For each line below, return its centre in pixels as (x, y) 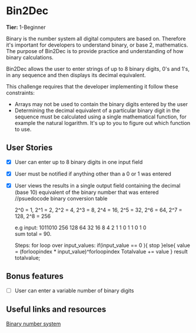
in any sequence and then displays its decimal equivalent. (76, 75)
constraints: (21, 93)
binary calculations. (30, 57)
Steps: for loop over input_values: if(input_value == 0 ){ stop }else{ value (102, 245)
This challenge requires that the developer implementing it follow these (92, 86)
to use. (23, 129)
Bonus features (35, 276)
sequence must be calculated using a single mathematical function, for (101, 117)
